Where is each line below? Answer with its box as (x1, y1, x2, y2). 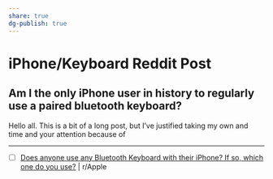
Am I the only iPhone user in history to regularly (8, 87, 254, 100)
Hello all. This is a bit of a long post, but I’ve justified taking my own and (8, 121, 249, 130)
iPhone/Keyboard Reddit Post (8, 54, 212, 73)
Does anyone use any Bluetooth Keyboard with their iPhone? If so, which (19, 152, 264, 162)
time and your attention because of (8, 129, 126, 139)
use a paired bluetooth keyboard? (8, 99, 183, 113)
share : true (8, 11, 49, 20)
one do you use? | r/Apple (19, 161, 107, 171)
